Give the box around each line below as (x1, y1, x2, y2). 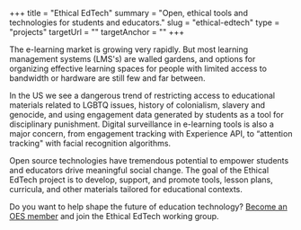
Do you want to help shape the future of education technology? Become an (9, 201, 288, 212)
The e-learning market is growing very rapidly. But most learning (9, 44, 249, 55)
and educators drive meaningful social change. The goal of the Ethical (9, 165, 270, 175)
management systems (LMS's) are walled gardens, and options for (9, 54, 256, 64)
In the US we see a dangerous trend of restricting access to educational (9, 90, 276, 101)
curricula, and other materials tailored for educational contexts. (9, 184, 243, 194)
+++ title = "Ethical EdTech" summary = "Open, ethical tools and (9, 8, 249, 18)
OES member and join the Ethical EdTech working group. (9, 211, 219, 221)
